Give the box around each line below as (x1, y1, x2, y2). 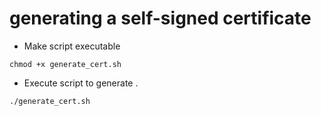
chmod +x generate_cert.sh (9, 59, 122, 69)
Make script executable (23, 40, 121, 52)
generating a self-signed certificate (9, 7, 312, 30)
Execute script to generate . (23, 77, 139, 89)
